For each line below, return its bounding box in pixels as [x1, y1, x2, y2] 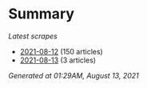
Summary [8, 5, 74, 23]
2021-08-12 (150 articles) [19, 46, 104, 56]
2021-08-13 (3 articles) [19, 55, 97, 65]
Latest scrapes [8, 31, 58, 41]
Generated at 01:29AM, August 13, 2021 [8, 70, 139, 80]
